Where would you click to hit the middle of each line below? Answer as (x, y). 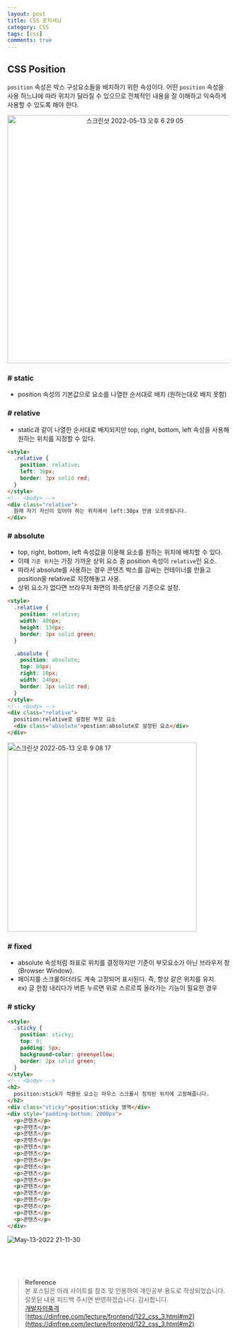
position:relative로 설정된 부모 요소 (65, 720)
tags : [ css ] (25, 34)
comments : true (30, 40)
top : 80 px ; (36, 667)
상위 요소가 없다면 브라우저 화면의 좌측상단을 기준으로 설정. (99, 588)
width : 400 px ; (41, 621)
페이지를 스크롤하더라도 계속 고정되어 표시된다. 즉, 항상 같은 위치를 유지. (117, 979)
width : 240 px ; (41, 680)
